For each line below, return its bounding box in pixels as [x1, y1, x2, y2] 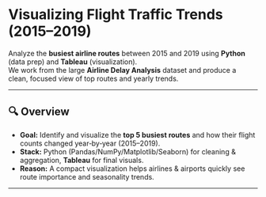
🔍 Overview [8, 105, 70, 119]
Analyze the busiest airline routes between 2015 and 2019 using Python [8, 48, 245, 58]
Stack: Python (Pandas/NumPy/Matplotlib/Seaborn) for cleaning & [19, 146, 236, 156]
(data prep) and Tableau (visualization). [8, 57, 138, 66]
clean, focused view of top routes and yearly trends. [8, 74, 179, 83]
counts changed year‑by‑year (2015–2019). [19, 138, 161, 148]
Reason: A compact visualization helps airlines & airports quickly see [19, 164, 245, 173]
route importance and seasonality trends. [19, 172, 154, 181]
